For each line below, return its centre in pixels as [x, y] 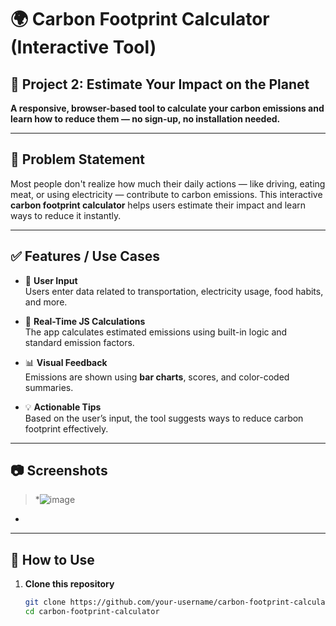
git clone [45, 602]
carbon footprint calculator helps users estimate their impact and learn [158, 205]
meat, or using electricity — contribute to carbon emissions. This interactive [166, 194]
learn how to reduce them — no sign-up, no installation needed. [145, 119]
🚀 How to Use [52, 559]
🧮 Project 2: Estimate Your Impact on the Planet [160, 84]
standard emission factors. [79, 342]
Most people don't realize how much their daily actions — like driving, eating [168, 183]
